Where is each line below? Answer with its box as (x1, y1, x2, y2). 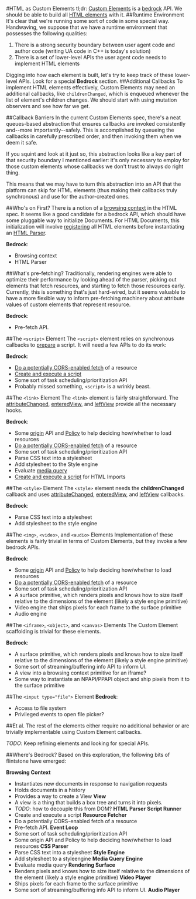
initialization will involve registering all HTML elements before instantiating (6, 223, 185, 230)
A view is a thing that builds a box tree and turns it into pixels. (14, 799, 163, 806)
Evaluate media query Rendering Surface (14, 861, 115, 868)
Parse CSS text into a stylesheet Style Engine (14, 849, 125, 856)
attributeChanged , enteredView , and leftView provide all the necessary (6, 401, 177, 407)
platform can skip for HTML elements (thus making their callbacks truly (6, 187, 177, 193)
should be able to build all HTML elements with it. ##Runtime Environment (6, 11, 184, 18)
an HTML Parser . (6, 229, 47, 236)
